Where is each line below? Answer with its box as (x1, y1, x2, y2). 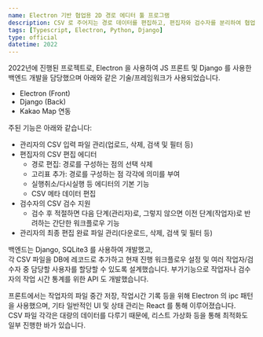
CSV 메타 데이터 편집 (31, 189, 97, 199)
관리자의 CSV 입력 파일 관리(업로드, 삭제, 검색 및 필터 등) (19, 140, 194, 149)
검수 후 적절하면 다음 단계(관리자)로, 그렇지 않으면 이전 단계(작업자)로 (31, 209, 243, 218)
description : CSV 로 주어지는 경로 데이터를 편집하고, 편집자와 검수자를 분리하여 (8, 19, 242, 27)
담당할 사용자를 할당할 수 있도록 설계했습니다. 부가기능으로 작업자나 (31, 265, 237, 274)
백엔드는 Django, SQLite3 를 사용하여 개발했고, (8, 245, 153, 255)
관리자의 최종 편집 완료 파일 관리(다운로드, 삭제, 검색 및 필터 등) (19, 229, 214, 238)
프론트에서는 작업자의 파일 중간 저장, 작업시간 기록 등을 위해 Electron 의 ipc (8, 291, 239, 301)
